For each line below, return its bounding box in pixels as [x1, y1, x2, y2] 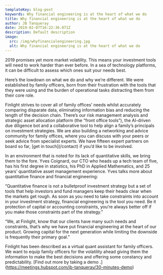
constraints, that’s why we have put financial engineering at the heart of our [5, 223, 157, 230]
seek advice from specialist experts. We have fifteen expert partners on [5, 138, 149, 144]
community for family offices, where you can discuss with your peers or [5, 133, 149, 139]
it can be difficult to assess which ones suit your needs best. [5, 67, 127, 73]
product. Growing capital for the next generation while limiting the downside [5, 229, 157, 234]
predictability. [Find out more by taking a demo [5, 259, 99, 265]
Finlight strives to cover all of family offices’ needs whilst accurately [5, 102, 141, 107]
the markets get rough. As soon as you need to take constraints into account [5, 193, 159, 199]
